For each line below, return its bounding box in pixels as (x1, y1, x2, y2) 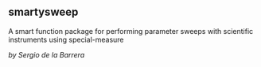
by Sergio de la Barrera (8, 50, 85, 59)
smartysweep (8, 6, 79, 19)
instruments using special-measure (8, 35, 124, 44)
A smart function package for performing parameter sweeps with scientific (8, 26, 254, 35)
